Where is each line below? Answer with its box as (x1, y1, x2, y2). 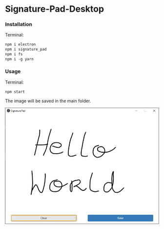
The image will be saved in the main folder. (5, 98, 91, 104)
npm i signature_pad (5, 47, 47, 52)
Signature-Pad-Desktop (5, 3, 104, 15)
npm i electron (5, 42, 36, 47)
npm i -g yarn (5, 57, 34, 62)
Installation (5, 21, 33, 28)
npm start (5, 89, 25, 94)
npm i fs (5, 52, 23, 57)
